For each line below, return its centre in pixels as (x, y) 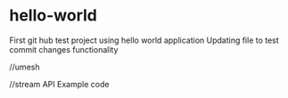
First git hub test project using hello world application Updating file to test (144, 40)
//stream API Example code (59, 84)
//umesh (25, 67)
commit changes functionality (64, 49)
